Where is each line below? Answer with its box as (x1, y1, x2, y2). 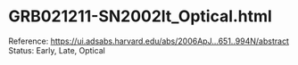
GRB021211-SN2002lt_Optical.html (8, 6, 273, 27)
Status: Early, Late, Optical (8, 45, 106, 55)
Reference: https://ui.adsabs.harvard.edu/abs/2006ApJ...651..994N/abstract (8, 36, 289, 46)
